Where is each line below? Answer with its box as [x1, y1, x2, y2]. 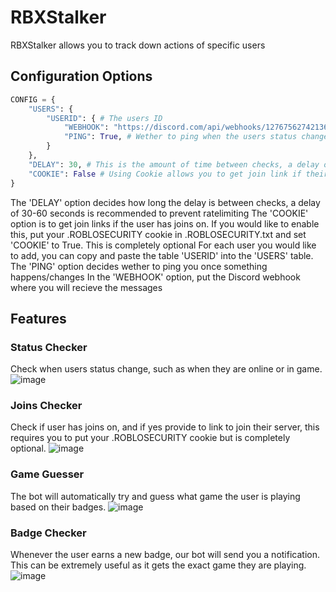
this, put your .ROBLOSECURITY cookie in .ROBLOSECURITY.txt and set [10, 228, 307, 240]
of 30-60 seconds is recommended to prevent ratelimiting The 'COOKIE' [10, 207, 309, 219]
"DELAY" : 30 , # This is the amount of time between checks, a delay [28, 159, 320, 170]
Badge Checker [10, 526, 87, 540]
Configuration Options [10, 68, 153, 85]
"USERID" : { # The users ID [46, 113, 163, 123]
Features [10, 310, 67, 327]
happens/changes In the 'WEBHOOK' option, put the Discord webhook [10, 271, 301, 283]
